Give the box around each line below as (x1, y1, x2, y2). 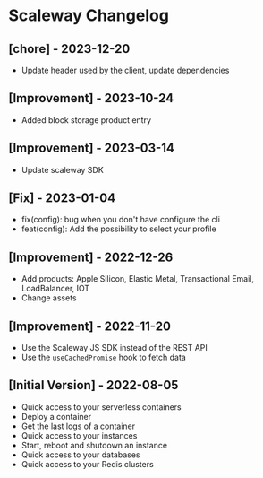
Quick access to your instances (21, 430, 138, 440)
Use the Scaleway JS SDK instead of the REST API (21, 343, 208, 353)
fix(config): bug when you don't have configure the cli (21, 214, 221, 225)
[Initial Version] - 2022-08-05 (8, 378, 179, 393)
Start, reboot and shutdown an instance (21, 439, 167, 450)
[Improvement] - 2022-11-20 (8, 318, 172, 334)
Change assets (21, 292, 77, 303)
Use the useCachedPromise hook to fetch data (21, 352, 187, 363)
